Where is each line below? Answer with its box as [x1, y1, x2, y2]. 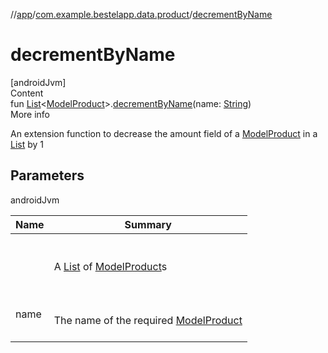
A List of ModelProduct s [53, 259, 168, 273]
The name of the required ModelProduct [53, 313, 243, 327]
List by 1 [10, 138, 45, 150]
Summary [124, 217, 172, 231]
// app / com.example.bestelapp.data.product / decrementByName [10, 9, 273, 20]
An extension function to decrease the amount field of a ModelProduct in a [10, 127, 318, 139]
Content [10, 87, 44, 99]
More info [10, 108, 51, 120]
